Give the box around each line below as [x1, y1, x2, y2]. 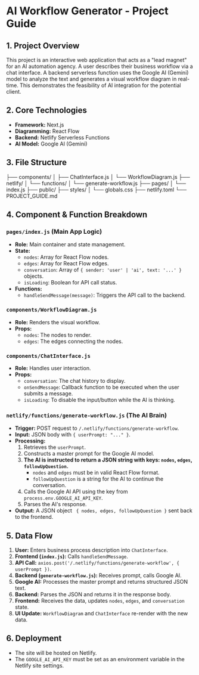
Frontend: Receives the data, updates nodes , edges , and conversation [14, 597, 185, 605]
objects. [23, 273, 43, 280]
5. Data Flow [6, 531, 53, 541]
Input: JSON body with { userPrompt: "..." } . [14, 431, 131, 438]
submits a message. [23, 389, 73, 397]
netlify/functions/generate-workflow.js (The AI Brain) [6, 411, 167, 419]
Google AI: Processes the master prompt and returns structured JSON [14, 578, 188, 586]
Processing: [14, 437, 46, 445]
